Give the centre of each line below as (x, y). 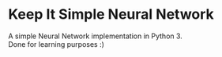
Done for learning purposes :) (56, 44)
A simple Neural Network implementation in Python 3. (96, 36)
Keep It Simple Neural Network (111, 14)
